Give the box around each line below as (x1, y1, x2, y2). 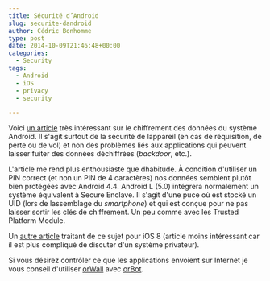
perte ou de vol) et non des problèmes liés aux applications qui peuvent (8, 140, 247, 150)
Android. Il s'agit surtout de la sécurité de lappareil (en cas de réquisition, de (8, 132, 262, 142)
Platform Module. (8, 216, 66, 225)
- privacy (15, 86, 48, 95)
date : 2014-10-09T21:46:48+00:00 (8, 42, 121, 50)
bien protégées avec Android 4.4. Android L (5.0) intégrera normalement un (8, 182, 260, 192)
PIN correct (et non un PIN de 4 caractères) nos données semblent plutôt (8, 173, 251, 183)
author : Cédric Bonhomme (8, 27, 92, 35)
